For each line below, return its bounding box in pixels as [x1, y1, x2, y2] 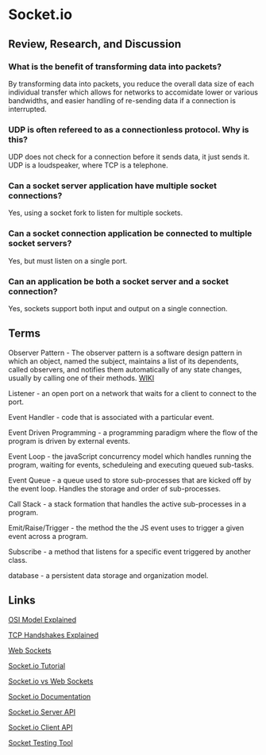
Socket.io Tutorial [8, 661, 66, 670]
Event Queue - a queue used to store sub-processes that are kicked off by [8, 475, 252, 485]
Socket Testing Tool [8, 738, 73, 747]
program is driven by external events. [8, 436, 131, 445]
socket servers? [8, 238, 72, 249]
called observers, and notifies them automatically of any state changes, [8, 364, 242, 374]
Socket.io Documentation [8, 691, 91, 701]
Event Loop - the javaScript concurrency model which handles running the [8, 451, 252, 461]
